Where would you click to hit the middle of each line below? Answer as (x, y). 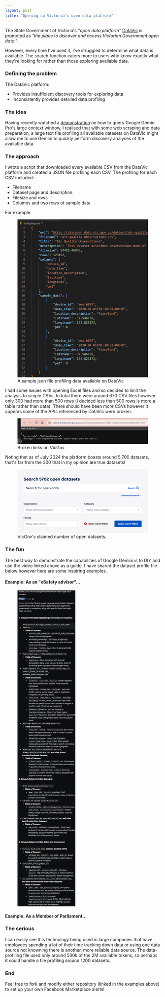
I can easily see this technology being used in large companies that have (79, 939)
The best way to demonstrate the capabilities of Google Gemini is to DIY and (82, 560)
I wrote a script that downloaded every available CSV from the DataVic (77, 167)
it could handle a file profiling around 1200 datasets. (58, 960)
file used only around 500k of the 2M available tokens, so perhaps (90, 955)
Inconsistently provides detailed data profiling (59, 99)
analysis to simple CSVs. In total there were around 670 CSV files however (81, 396)
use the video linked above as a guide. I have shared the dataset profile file (81, 566)
